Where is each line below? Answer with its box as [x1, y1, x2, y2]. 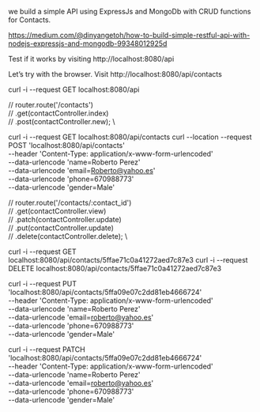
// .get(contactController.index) [8, 108, 109, 118]
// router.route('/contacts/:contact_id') [8, 198, 132, 207]
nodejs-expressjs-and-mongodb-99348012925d [8, 39, 168, 48]
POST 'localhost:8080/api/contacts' [8, 141, 125, 149]
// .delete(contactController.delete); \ [8, 232, 128, 240]
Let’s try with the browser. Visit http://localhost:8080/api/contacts [8, 70, 223, 78]
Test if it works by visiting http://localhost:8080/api [8, 55, 175, 63]
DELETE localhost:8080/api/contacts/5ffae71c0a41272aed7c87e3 [8, 264, 222, 273]
